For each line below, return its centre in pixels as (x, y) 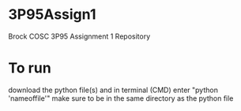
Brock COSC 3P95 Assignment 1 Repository (79, 36)
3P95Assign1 (52, 15)
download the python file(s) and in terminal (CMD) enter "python (113, 90)
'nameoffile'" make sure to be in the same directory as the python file (121, 98)
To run (30, 68)
